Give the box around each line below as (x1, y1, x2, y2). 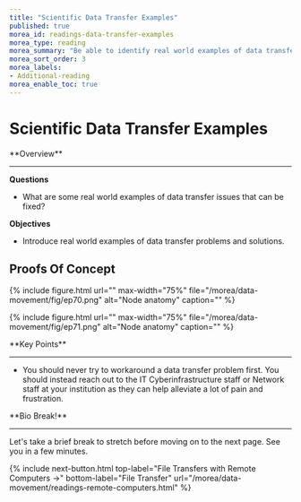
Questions (9, 174, 49, 185)
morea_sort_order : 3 (9, 55, 87, 64)
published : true (9, 22, 70, 30)
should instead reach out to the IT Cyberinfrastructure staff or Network (21, 374, 285, 385)
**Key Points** (9, 339, 67, 350)
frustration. (21, 394, 64, 404)
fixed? (21, 201, 46, 212)
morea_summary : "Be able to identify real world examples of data (9, 47, 262, 56)
